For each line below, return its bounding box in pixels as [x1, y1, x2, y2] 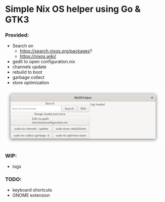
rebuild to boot [12, 69, 42, 75]
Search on [12, 43, 34, 49]
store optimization [12, 80, 49, 86]
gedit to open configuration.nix [12, 58, 76, 65]
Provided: [5, 32, 29, 39]
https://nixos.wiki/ [19, 53, 56, 59]
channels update [12, 64, 47, 70]
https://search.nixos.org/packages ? [19, 48, 92, 54]
